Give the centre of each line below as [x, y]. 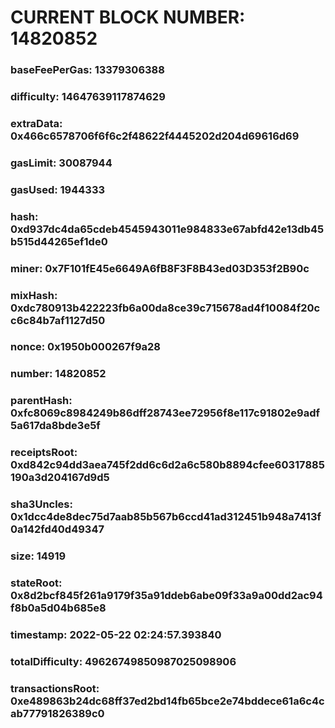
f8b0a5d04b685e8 [58, 608]
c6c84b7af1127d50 [58, 320]
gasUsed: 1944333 [58, 189]
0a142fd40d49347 [57, 529]
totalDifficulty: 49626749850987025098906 [123, 661]
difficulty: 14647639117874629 [88, 97]
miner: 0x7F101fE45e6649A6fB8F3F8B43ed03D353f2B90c [160, 268]
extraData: [36, 123]
